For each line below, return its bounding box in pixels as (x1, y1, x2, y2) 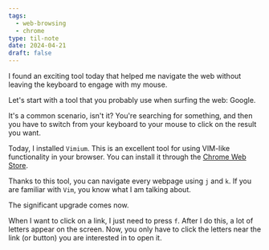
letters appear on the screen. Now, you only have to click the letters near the (8, 224, 262, 234)
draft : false (8, 49, 52, 57)
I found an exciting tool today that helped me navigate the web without (8, 72, 242, 80)
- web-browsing (15, 19, 67, 27)
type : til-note (8, 34, 59, 43)
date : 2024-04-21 (8, 42, 67, 50)
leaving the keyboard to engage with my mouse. (8, 80, 168, 89)
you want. (8, 128, 42, 137)
